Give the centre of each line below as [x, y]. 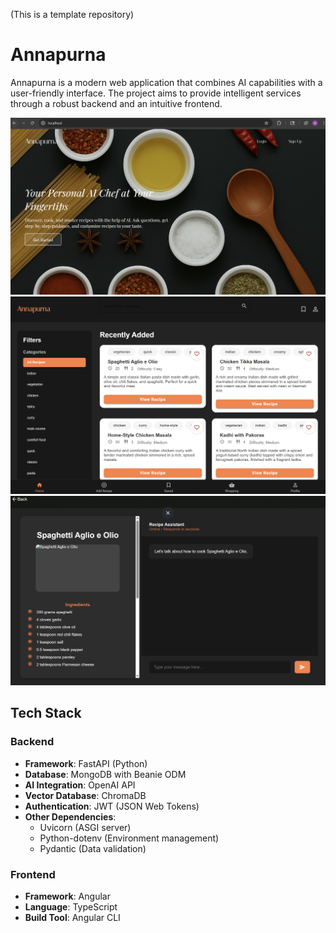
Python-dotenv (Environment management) [129, 838]
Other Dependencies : [70, 816]
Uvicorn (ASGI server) [85, 827]
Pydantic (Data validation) [93, 848]
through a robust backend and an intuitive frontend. [116, 103]
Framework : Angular [67, 896]
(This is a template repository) [72, 14]
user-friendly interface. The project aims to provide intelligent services [156, 93]
